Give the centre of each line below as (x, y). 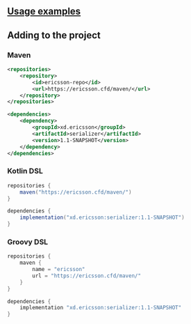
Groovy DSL (28, 242)
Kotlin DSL (25, 171)
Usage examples (44, 11)
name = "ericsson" (59, 270)
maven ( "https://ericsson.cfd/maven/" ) (76, 192)
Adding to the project (54, 35)
